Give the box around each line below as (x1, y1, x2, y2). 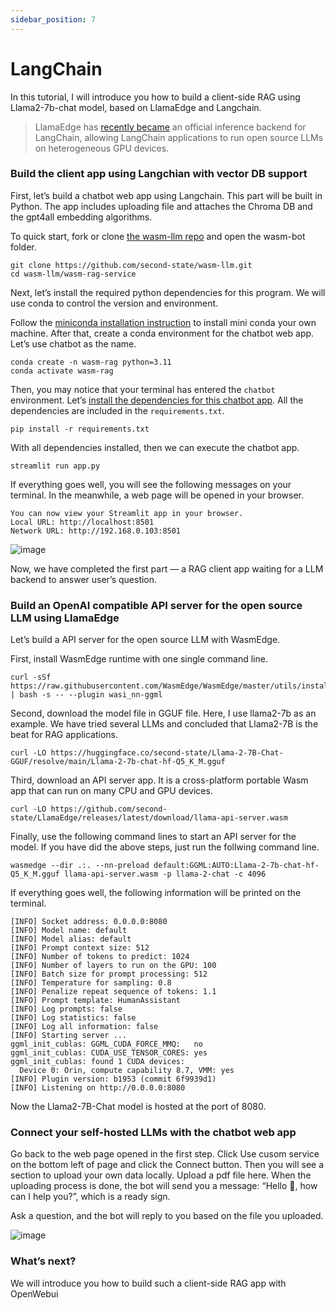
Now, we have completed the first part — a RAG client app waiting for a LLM (10, 562, 324, 575)
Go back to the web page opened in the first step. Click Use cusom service (10, 1148, 320, 1160)
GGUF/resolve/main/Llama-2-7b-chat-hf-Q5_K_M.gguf (10, 757, 226, 767)
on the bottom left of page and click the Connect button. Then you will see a (10, 1159, 325, 1171)
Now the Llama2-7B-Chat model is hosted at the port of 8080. (10, 1101, 267, 1113)
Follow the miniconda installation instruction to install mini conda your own (10, 316, 317, 328)
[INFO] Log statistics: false (10, 1013, 137, 1023)
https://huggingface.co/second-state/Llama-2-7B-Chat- (50, 748, 284, 758)
